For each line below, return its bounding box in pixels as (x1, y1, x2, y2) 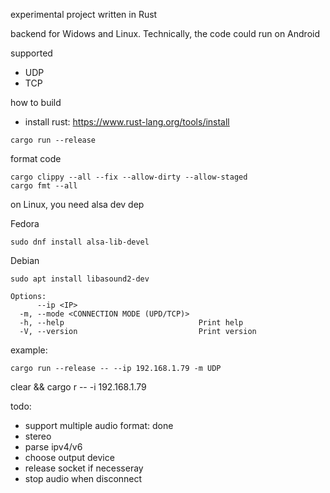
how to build (10, 97, 62, 108)
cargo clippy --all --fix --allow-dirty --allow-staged (10, 172, 248, 182)
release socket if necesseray (24, 462, 144, 474)
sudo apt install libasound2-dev (10, 274, 150, 284)
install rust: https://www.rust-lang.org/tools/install (24, 116, 230, 128)
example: (10, 344, 48, 356)
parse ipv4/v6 (24, 441, 83, 453)
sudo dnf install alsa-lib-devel (10, 237, 150, 247)
